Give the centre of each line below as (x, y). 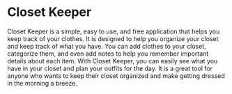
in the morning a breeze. (42, 83)
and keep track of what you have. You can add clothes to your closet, (107, 46)
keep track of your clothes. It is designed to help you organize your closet (113, 38)
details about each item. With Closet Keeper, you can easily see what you (113, 61)
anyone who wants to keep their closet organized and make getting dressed (116, 76)
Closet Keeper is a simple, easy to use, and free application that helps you (114, 31)
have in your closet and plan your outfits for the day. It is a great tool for (110, 68)
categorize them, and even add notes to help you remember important (108, 54)
